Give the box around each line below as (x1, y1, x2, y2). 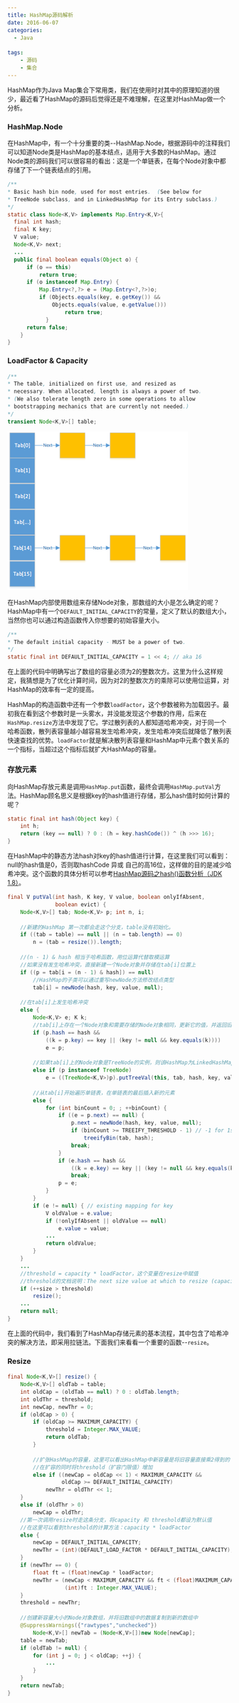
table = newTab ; (20, 1637, 69, 1644)
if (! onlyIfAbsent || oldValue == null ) (45, 1217, 167, 1225)
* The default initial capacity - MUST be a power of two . (7, 638, 186, 645)
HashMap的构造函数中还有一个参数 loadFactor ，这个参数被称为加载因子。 (7, 700, 223, 709)
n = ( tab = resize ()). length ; (33, 939, 122, 946)
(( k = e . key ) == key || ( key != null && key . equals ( (70, 1165, 231, 1172)
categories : (7, 26, 43, 34)
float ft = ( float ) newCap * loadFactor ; (33, 1569, 154, 1576)
